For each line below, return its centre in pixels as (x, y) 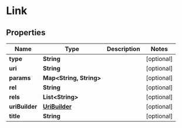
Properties (26, 33)
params (20, 78)
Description (123, 49)
